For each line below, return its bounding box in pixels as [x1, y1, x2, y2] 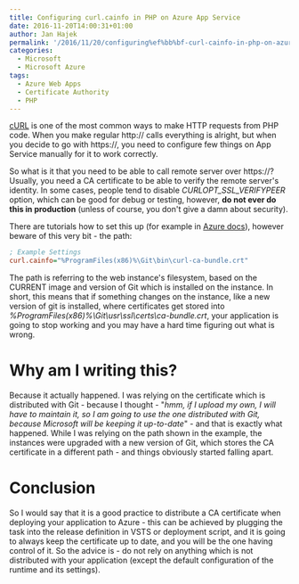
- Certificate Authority [17, 87, 109, 96]
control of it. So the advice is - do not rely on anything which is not [9, 546, 254, 555]
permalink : [9, 37, 50, 47]
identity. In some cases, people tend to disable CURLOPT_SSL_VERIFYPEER [9, 185, 287, 196]
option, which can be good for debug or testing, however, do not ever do [9, 194, 277, 205]
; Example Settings [9, 248, 82, 257]
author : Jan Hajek [9, 29, 77, 38]
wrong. [9, 329, 36, 340]
